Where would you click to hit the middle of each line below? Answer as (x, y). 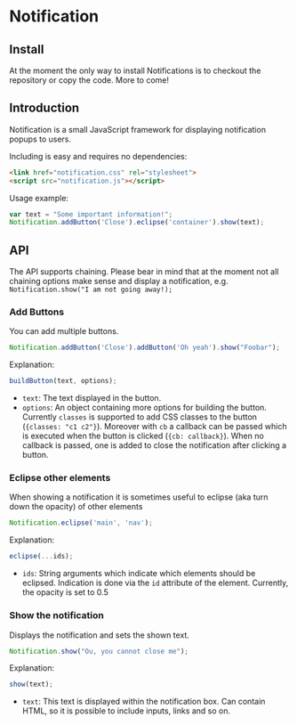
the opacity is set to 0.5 (65, 592)
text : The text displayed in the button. (92, 398)
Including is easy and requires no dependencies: (98, 156)
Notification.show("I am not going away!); (91, 290)
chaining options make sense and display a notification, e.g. (119, 281)
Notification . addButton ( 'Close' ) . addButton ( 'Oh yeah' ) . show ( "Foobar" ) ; (144, 348)
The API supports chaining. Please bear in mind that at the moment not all (144, 272)
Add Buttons (37, 312)
